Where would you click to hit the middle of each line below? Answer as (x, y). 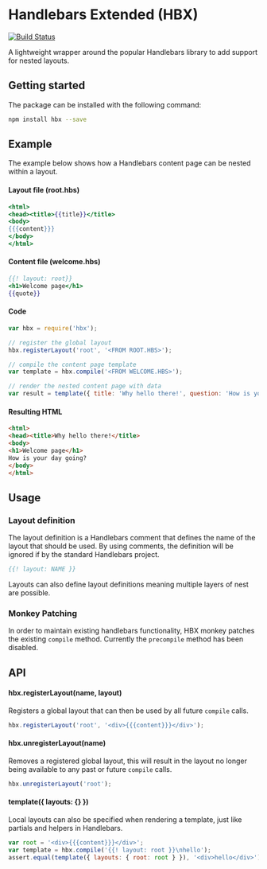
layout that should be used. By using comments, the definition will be (121, 546)
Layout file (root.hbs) (44, 190)
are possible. (29, 592)
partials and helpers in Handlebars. (66, 828)
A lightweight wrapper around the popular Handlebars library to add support (133, 52)
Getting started (47, 86)
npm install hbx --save (48, 119)
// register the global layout (60, 343)
